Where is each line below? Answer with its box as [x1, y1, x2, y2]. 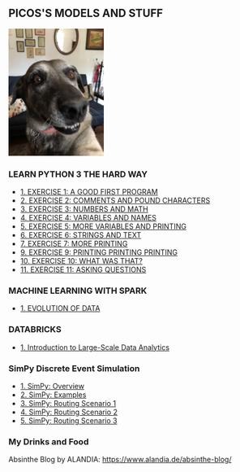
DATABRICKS [8, 324, 62, 335]
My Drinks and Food [8, 435, 89, 447]
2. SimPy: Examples [19, 390, 87, 400]
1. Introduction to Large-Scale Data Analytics [19, 342, 170, 352]
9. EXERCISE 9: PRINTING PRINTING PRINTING [19, 247, 178, 257]
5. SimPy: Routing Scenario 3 [19, 416, 118, 426]
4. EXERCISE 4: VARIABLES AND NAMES [19, 213, 156, 223]
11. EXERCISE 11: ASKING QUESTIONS [19, 264, 147, 275]
